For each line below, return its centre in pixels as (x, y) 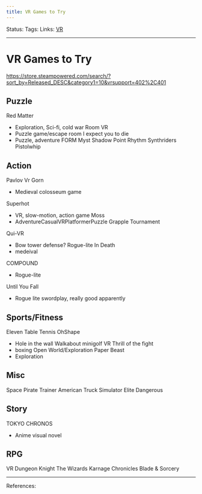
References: (21, 486)
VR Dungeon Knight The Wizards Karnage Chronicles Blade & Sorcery (93, 469)
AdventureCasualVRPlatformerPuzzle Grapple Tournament (87, 222)
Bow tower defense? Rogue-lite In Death (65, 245)
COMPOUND (22, 263)
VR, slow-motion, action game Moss (60, 216)
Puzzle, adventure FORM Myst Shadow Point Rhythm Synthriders (96, 140)
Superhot (18, 204)
